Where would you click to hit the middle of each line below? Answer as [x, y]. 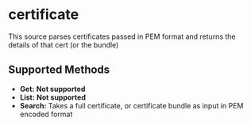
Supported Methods [59, 70]
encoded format [46, 114]
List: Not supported [52, 97]
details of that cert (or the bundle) [64, 44]
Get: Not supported [52, 89]
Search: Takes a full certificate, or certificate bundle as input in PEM [131, 105]
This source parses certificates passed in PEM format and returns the [122, 36]
